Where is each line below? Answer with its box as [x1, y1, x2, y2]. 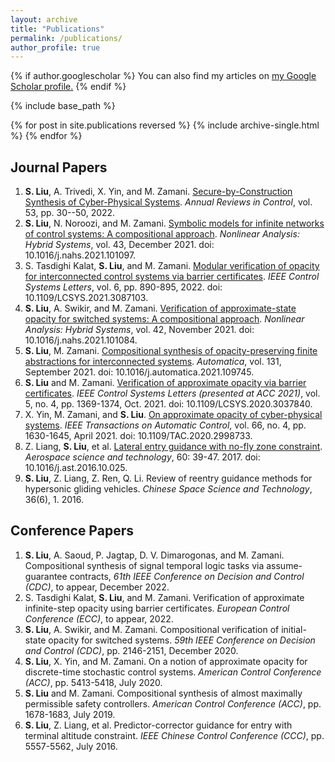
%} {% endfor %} [10, 130, 83, 142]
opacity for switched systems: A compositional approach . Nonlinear [24, 313, 305, 325]
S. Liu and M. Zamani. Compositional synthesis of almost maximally [24, 687, 303, 699]
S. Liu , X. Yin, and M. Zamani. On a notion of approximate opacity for [24, 655, 308, 667]
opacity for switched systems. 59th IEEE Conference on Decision [48, 634, 316, 646]
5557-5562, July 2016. [24, 740, 118, 752]
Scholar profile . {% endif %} [10, 81, 127, 93]
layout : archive [10, 14, 78, 25]
